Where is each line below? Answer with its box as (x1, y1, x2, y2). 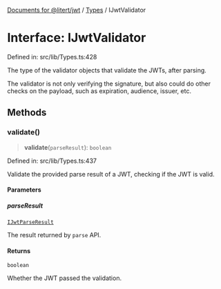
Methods (7, 107, 47, 119)
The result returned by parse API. (7, 231, 102, 239)
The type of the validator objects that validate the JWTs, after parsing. (7, 66, 207, 74)
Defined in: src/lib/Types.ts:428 (7, 52, 97, 61)
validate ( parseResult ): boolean (23, 143, 112, 151)
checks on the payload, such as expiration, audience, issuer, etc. (7, 86, 192, 95)
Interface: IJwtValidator (7, 30, 146, 46)
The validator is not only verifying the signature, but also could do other (7, 79, 211, 88)
